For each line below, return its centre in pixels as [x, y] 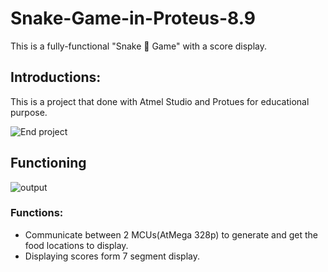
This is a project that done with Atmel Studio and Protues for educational [160, 101]
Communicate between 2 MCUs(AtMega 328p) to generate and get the [171, 234]
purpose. [29, 112]
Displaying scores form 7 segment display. [112, 256]
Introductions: [56, 77]
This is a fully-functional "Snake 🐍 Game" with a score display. [139, 46]
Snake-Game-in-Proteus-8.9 [133, 18]
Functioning [48, 163]
